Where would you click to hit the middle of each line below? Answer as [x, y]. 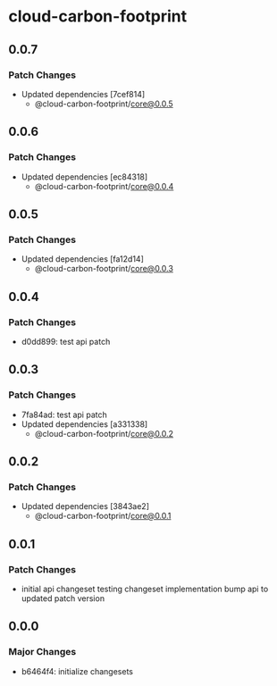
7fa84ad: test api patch [64, 414]
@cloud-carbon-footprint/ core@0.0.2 [104, 433]
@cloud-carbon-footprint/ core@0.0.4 [104, 186]
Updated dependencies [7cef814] [83, 94]
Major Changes [42, 652]
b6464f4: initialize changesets [77, 671]
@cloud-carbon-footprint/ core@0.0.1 [103, 516]
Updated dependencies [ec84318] [84, 177]
